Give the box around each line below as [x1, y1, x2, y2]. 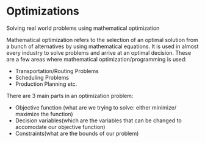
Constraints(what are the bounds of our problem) [15, 130, 139, 137]
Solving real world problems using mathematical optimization [6, 24, 160, 32]
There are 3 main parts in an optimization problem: [6, 92, 134, 99]
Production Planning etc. [15, 80, 77, 88]
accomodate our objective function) [15, 123, 106, 130]
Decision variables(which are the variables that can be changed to [15, 117, 182, 124]
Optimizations [6, 4, 79, 18]
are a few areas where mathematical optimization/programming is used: [6, 55, 187, 63]
